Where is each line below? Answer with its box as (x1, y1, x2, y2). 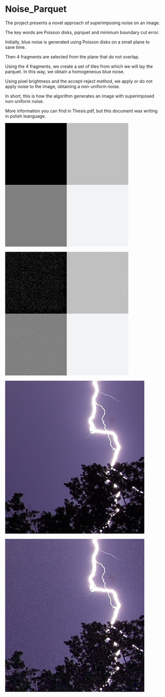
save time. (5, 44, 26, 50)
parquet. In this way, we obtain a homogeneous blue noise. (5, 68, 125, 75)
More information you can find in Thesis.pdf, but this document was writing (5, 108, 158, 114)
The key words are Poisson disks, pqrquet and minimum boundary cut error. (5, 29, 160, 35)
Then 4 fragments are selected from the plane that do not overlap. (5, 53, 139, 60)
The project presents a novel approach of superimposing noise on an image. (5, 20, 160, 26)
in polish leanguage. (5, 113, 46, 119)
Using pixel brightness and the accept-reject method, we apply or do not (5, 78, 153, 84)
